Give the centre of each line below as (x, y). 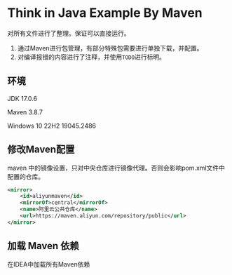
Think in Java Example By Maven (105, 13)
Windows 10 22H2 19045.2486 (52, 126)
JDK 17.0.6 (22, 98)
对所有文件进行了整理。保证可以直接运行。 (69, 33)
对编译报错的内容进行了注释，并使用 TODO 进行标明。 (91, 57)
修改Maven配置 (41, 150)
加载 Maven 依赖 (43, 246)
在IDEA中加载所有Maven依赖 (49, 264)
